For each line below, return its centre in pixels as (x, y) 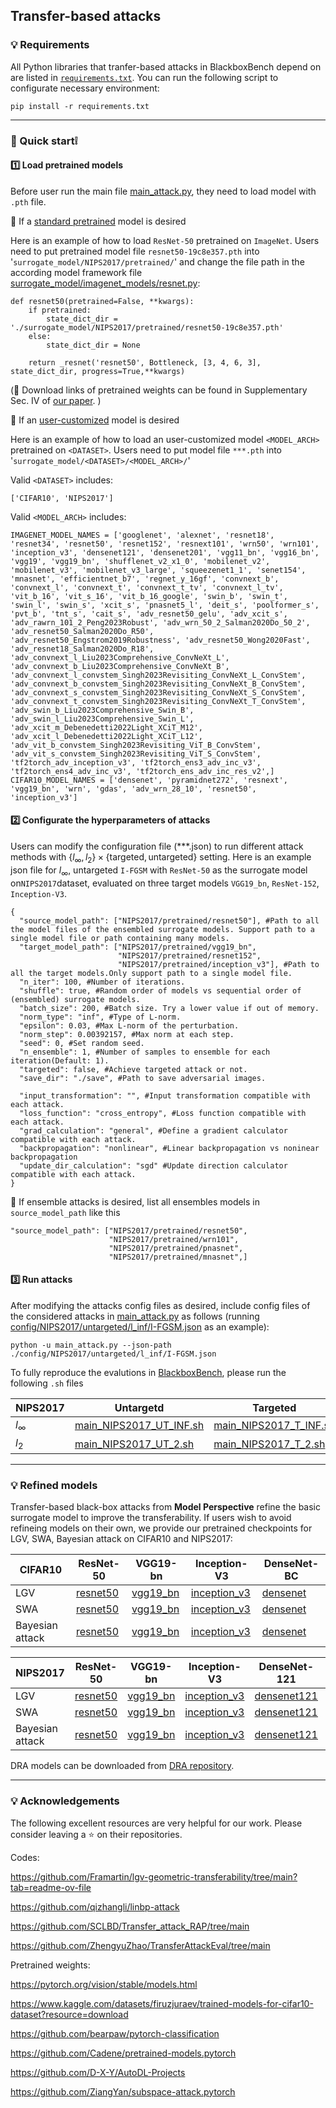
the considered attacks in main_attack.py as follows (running (135, 1316)
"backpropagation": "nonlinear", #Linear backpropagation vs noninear (169, 1148)
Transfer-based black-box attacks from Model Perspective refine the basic (166, 1507)
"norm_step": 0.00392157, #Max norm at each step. (127, 1034)
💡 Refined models (54, 1486)
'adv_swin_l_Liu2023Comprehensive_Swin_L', (102, 719)
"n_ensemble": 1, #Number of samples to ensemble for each (145, 1052)
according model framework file (76, 272)
